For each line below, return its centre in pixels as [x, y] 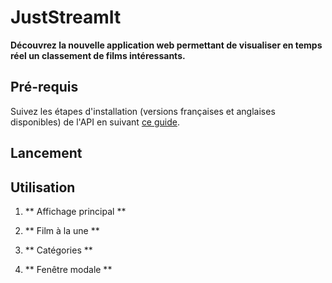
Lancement [46, 153]
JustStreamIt [66, 17]
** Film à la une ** [62, 230]
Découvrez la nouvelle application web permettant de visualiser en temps [166, 45]
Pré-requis [44, 87]
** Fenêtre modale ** [68, 269]
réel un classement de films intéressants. [98, 55]
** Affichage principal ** [75, 211]
